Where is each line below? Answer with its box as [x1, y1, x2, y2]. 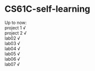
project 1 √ [4, 24, 26, 30]
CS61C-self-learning [4, 3, 91, 15]
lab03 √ [4, 40, 21, 46]
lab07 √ [4, 61, 20, 67]
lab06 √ [4, 56, 21, 62]
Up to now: [4, 20, 27, 25]
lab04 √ [4, 46, 21, 51]
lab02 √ [4, 35, 20, 41]
